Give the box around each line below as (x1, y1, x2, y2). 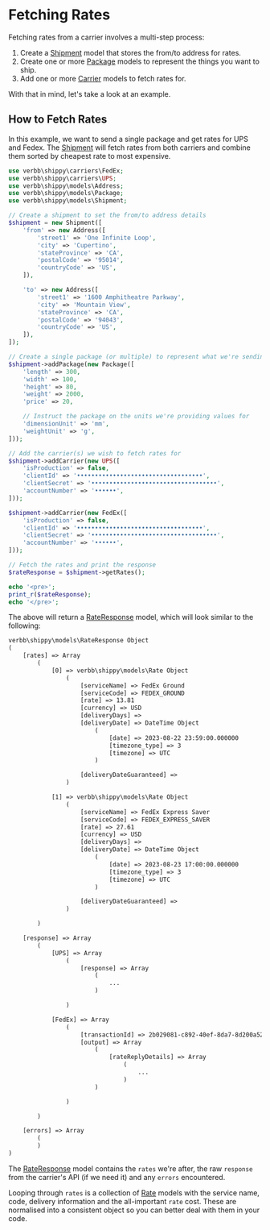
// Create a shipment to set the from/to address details (8, 211, 207, 219)
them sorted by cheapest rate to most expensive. (8, 151, 171, 160)
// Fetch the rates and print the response (8, 561, 157, 569)
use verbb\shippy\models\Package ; (8, 189, 125, 197)
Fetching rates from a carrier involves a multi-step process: (8, 32, 205, 42)
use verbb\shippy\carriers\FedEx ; (8, 167, 125, 175)
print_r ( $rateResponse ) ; (8, 590, 92, 598)
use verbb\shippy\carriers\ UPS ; (8, 174, 117, 182)
